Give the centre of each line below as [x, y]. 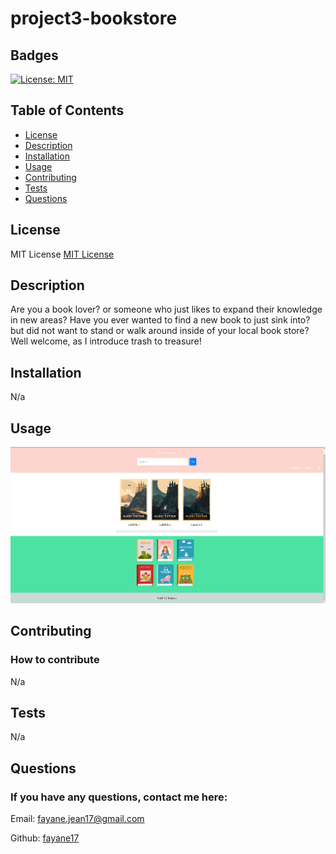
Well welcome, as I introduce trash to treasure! [106, 341]
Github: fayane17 [45, 838]
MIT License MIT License [62, 254]
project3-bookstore [94, 18]
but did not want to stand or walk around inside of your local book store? [160, 331]
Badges [34, 55]
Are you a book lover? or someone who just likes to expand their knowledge [166, 309]
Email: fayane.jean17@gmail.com [77, 819]
